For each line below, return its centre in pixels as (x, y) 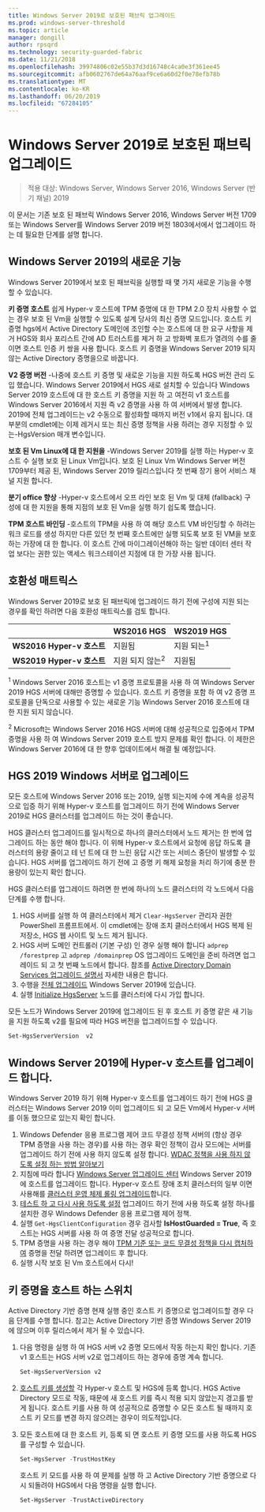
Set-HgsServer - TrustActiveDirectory (82, 1500)
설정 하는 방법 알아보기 (69, 1164)
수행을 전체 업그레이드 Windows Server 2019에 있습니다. (108, 985)
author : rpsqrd (33, 45)
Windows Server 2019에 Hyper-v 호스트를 (111, 1063)
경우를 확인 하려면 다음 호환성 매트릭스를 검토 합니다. (89, 611)
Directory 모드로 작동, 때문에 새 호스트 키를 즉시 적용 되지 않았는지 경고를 (132, 1398)
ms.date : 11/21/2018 (42, 60)
